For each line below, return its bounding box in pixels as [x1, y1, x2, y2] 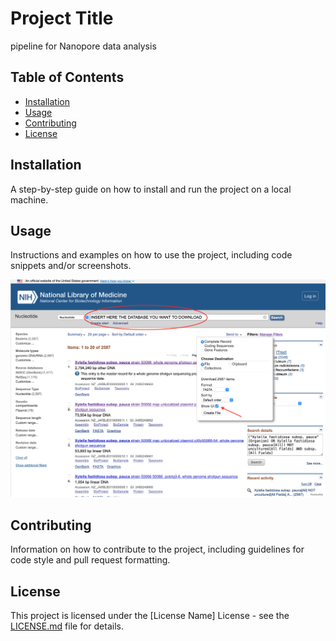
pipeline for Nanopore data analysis [10, 40, 157, 52]
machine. [10, 193, 49, 206]
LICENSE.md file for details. [10, 620, 124, 632]
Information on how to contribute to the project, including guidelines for [10, 543, 305, 556]
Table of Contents [10, 69, 125, 86]
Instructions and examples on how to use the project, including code [10, 249, 293, 261]
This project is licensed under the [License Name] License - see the [10, 609, 290, 621]
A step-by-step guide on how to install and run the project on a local [10, 183, 292, 195]
